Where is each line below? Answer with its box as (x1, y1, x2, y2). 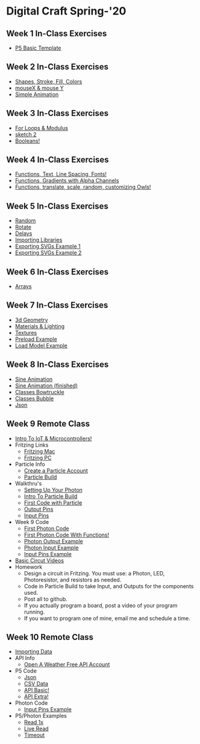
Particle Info (14, 461, 45, 468)
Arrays (14, 283, 32, 290)
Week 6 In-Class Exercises (6, 267, 109, 277)
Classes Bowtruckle (14, 388, 64, 395)
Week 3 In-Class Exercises (6, 108, 109, 118)
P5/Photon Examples (14, 712, 67, 720)
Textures (14, 329, 37, 336)
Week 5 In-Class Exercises (6, 201, 108, 211)
